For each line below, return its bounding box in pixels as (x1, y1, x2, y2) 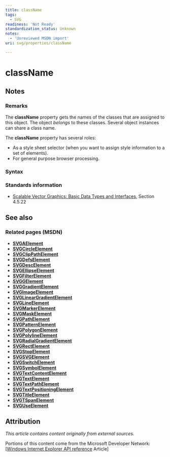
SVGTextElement (12, 375, 50, 382)
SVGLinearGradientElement (12, 294, 73, 300)
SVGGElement (12, 278, 44, 284)
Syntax (5, 168, 23, 175)
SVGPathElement (12, 316, 50, 322)
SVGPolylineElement (12, 332, 57, 338)
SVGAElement (12, 240, 43, 246)
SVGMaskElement (12, 310, 52, 317)
